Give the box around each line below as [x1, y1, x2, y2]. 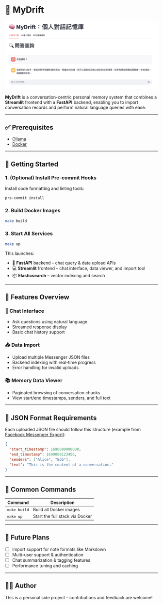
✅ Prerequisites [5, 123, 53, 132]
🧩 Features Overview [5, 293, 69, 302]
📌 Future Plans [5, 534, 50, 542]
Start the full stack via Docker [33, 513, 92, 519]
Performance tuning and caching [12, 563, 78, 569]
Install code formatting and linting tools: [5, 185, 84, 191]
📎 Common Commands [5, 485, 76, 493]
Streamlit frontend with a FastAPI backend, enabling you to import [5, 100, 138, 105]
